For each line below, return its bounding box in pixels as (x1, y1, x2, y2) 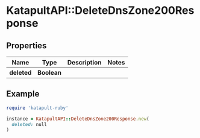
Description (67, 58, 102, 66)
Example (6, 89, 40, 99)
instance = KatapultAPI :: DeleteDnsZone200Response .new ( (6, 116, 149, 122)
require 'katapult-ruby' (6, 105, 69, 111)
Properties (6, 40, 47, 51)
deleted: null (11, 121, 47, 127)
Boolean (37, 69, 62, 77)
